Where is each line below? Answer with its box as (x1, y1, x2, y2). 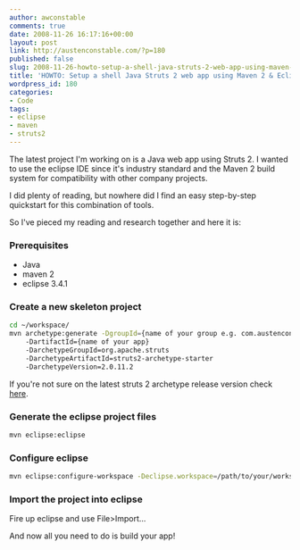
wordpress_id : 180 (9, 79, 78, 88)
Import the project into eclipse (9, 493, 143, 505)
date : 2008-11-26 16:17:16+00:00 (9, 29, 134, 38)
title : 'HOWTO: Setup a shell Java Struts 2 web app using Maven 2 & (9, 71, 274, 80)
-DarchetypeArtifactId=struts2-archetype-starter (25, 354, 214, 362)
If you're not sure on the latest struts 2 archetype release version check (9, 379, 273, 389)
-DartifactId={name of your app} (25, 337, 150, 346)
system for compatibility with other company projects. (9, 172, 208, 183)
